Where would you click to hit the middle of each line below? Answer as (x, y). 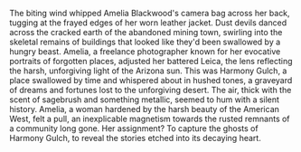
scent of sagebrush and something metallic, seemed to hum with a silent (145, 100)
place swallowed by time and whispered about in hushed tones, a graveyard (151, 80)
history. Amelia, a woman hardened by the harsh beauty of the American (145, 109)
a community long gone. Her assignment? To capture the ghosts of (134, 128)
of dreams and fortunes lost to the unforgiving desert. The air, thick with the (150, 90)
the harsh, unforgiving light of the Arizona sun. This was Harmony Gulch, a (148, 71)
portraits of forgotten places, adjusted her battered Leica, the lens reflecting (151, 61)
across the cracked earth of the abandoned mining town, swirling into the (146, 32)
